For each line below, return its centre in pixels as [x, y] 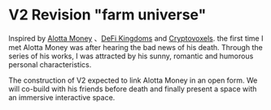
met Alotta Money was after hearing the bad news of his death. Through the [135, 47]
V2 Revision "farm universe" [107, 15]
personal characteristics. [50, 64]
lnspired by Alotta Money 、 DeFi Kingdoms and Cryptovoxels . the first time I [136, 38]
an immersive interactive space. [62, 97]
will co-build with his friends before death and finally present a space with [133, 89]
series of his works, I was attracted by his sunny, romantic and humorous [131, 56]
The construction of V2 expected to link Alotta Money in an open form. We [133, 80]
